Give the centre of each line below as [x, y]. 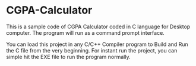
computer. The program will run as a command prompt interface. [85, 32]
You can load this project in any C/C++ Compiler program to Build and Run [97, 44]
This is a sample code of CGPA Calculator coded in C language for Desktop [98, 27]
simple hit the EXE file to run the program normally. [68, 57]
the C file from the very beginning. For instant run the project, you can [92, 50]
